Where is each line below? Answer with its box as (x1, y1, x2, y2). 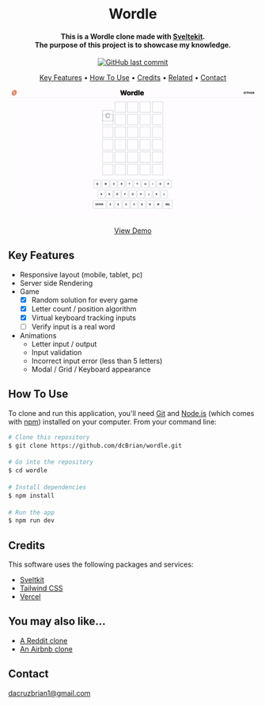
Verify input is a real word (31, 322, 115, 331)
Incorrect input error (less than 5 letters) (31, 356, 163, 365)
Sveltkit (19, 575, 45, 585)
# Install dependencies (8, 483, 87, 491)
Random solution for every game (31, 295, 138, 304)
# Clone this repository (8, 433, 90, 441)
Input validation (31, 347, 82, 357)
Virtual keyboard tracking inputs (31, 313, 136, 322)
